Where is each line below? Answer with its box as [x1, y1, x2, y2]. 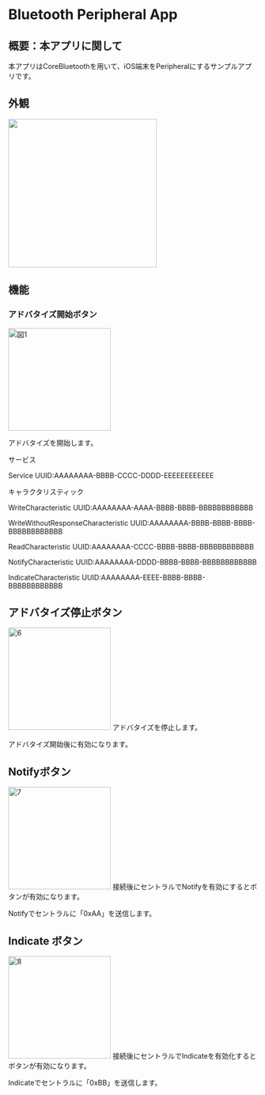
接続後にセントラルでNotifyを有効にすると [112, 882, 251, 892]
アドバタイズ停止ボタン [8, 606, 123, 619]
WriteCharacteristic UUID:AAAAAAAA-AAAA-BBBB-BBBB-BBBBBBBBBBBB [8, 503, 254, 512]
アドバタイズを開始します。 [8, 438, 98, 447]
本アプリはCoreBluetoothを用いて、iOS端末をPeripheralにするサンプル [8, 62, 238, 70]
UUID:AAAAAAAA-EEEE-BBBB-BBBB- [81, 572, 206, 582]
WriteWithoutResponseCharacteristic [8, 518, 129, 527]
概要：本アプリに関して [8, 39, 123, 52]
